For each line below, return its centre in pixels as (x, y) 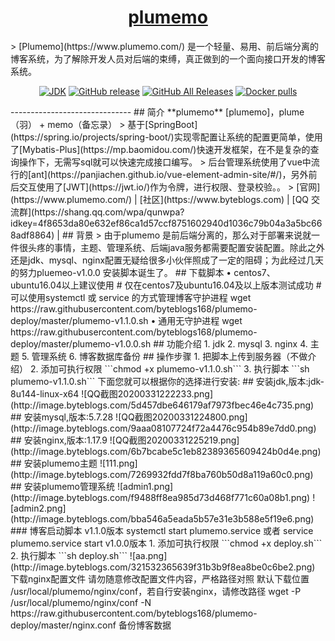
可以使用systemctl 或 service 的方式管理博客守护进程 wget (131, 297)
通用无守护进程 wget (200, 320)
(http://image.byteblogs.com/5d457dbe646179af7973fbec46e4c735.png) (162, 405)
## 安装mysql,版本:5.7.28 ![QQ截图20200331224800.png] (129, 417)
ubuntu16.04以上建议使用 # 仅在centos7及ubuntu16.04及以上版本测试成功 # (166, 285)
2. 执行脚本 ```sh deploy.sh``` (69, 555)
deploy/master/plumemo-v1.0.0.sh (81, 343)
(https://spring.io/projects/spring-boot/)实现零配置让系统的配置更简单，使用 (166, 137)
